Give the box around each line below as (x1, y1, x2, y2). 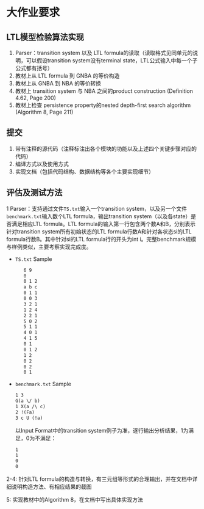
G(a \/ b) (15, 398, 41, 404)
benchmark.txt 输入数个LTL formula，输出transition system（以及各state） (6, 212, 191, 220)
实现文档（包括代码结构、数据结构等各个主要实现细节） (15, 167, 154, 175)
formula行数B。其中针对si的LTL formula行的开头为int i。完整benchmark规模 (6, 235, 197, 243)
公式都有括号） (15, 65, 53, 71)
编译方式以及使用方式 (15, 160, 69, 167)
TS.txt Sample (15, 255, 52, 263)
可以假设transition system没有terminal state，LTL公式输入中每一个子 (26, 57, 198, 64)
